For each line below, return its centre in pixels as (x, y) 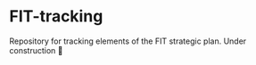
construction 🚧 (36, 50)
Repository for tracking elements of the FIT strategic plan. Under (128, 41)
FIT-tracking (56, 16)
